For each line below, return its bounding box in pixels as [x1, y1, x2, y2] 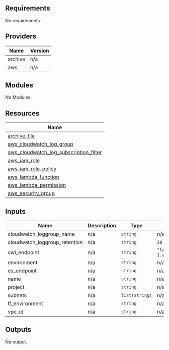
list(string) [121, 292, 152, 298]
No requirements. [5, 17, 42, 23]
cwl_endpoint [8, 249, 39, 256]
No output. [5, 338, 28, 345]
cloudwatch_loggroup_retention [8, 239, 83, 246]
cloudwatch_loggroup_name [8, 231, 75, 238]
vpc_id [8, 308, 24, 315]
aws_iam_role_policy [8, 165, 57, 172]
